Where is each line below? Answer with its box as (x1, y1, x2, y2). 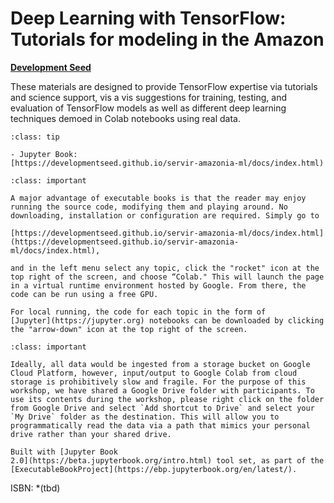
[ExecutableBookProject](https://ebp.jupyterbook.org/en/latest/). (10, 464, 298, 474)
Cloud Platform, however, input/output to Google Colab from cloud (10, 368, 298, 378)
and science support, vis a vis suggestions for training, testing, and (10, 91, 287, 103)
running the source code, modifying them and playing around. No (10, 202, 288, 212)
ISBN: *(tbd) (10, 482, 61, 494)
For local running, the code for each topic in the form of (10, 307, 267, 317)
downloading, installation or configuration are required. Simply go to (10, 210, 320, 221)
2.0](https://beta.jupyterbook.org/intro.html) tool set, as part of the (10, 455, 325, 466)
